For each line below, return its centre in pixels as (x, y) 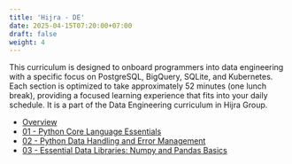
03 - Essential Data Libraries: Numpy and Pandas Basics (124, 151)
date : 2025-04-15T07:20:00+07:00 (71, 26)
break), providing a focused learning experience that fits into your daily (138, 96)
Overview (39, 122)
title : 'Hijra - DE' (47, 17)
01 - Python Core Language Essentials (92, 132)
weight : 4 (27, 42)
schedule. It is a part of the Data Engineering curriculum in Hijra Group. (138, 105)
